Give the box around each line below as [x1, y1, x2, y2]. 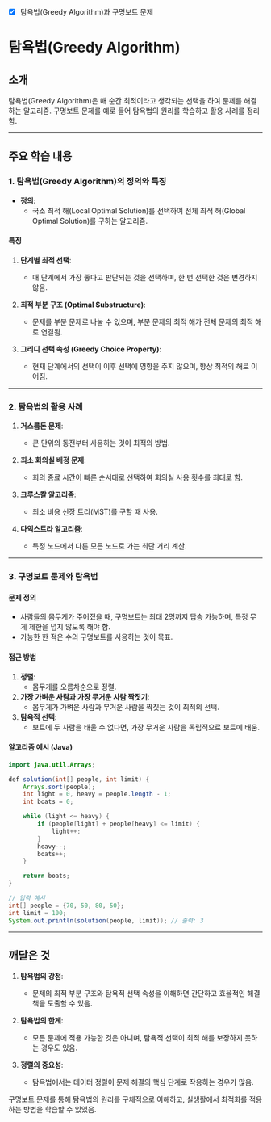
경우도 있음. [40, 1043, 78, 1053]
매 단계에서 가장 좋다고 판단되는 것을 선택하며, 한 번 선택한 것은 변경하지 [31, 272, 258, 282]
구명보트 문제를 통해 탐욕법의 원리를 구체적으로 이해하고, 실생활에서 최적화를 [8, 1095, 248, 1104]
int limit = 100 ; [8, 909, 67, 917]
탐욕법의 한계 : [19, 1016, 64, 1026]
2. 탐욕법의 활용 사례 [8, 401, 83, 412]
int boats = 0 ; [23, 798, 74, 806]
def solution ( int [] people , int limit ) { [8, 775, 150, 784]
